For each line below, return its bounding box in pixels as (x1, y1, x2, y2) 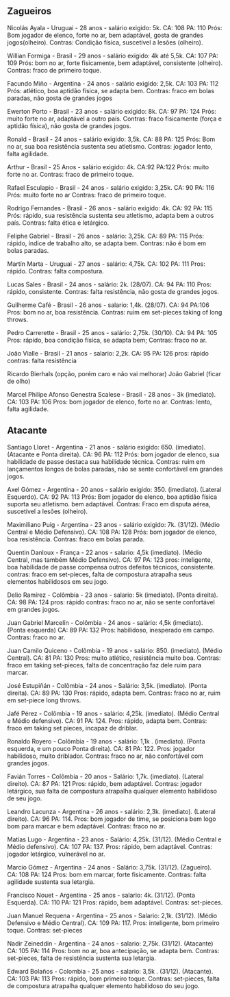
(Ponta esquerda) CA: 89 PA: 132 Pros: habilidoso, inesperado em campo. (7, 626, 215, 634)
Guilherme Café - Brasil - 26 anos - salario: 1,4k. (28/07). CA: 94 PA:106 (7, 301, 210, 309)
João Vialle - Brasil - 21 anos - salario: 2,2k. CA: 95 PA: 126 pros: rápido (7, 349, 209, 357)
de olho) (7, 377, 31, 385)
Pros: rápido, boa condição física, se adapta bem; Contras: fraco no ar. (7, 336, 207, 344)
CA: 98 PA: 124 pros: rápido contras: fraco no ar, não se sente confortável (7, 598, 216, 606)
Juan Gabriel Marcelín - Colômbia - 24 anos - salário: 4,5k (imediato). (7, 618, 203, 626)
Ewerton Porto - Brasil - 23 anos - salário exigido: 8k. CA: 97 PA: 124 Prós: (7, 107, 217, 115)
